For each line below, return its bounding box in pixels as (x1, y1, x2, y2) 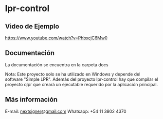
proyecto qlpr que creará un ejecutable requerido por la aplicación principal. (5, 81, 158, 87)
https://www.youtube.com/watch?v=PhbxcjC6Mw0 (5, 35, 108, 41)
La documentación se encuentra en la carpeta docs (5, 61, 109, 68)
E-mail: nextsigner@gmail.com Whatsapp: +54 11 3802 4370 (5, 108, 127, 114)
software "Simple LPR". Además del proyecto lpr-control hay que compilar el (5, 76, 158, 82)
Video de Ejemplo (5, 22, 59, 30)
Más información (5, 95, 58, 104)
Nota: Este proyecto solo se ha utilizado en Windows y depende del (5, 71, 141, 77)
